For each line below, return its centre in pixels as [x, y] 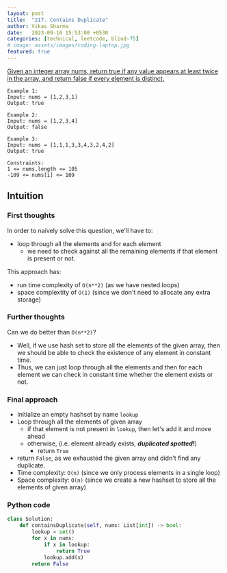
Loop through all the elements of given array [79, 422]
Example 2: [23, 115]
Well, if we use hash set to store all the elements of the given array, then [119, 345]
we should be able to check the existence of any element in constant [114, 352]
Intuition [25, 196]
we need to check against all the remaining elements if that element [122, 251]
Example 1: [23, 91]
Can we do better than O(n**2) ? [52, 332]
